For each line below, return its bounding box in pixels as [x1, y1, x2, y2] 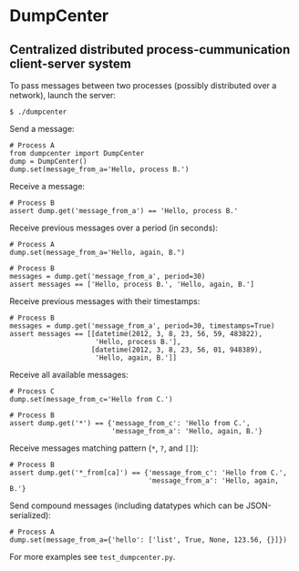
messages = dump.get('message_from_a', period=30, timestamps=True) [9, 321, 275, 331]
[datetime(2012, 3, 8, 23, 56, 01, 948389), [90, 345, 263, 354]
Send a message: [9, 124, 75, 134]
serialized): [9, 510, 52, 520]
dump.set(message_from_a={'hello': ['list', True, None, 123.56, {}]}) [9, 535, 287, 545]
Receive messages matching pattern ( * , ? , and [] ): [9, 443, 199, 454]
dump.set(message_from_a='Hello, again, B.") [9, 248, 185, 257]
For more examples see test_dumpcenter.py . [9, 552, 176, 562]
